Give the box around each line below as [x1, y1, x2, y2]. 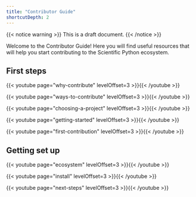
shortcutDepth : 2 [6, 14, 49, 20]
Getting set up [6, 145, 60, 155]
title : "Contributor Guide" [6, 8, 76, 15]
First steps [6, 66, 46, 76]
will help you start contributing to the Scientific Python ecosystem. [6, 48, 170, 56]
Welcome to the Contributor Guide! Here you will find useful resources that [6, 42, 189, 50]
